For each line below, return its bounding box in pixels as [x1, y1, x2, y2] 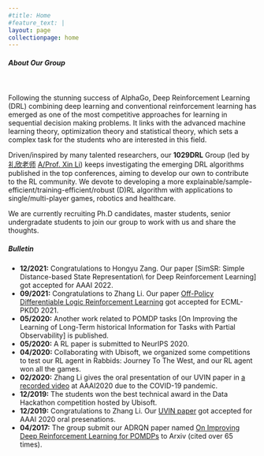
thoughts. [8, 226, 39, 235]
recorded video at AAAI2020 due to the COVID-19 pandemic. [19, 381, 218, 391]
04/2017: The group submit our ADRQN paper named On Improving [19, 423, 240, 432]
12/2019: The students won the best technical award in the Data [19, 390, 229, 399]
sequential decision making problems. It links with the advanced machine [8, 118, 246, 128]
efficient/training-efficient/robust [8, 185, 115, 195]
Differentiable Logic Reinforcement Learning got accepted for [19, 297, 220, 307]
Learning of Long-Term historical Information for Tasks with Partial [19, 323, 236, 332]
